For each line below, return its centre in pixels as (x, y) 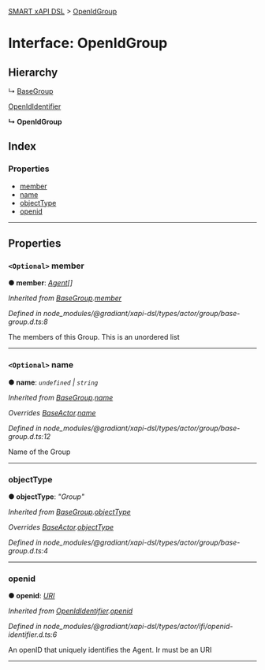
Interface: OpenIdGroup (88, 43)
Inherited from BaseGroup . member (65, 298)
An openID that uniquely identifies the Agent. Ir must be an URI (110, 650)
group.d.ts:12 (30, 436)
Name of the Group (39, 452)
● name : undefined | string (53, 382)
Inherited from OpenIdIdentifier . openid (71, 611)
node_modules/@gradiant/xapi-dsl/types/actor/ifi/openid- (138, 627)
